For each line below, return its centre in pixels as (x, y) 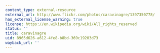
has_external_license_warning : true (44, 19)
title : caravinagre (26, 33)
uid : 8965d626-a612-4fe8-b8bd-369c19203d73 (52, 38)
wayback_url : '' (22, 43)
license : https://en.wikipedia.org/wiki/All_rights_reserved (71, 24)
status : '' (17, 29)
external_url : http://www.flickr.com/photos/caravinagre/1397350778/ (80, 15)
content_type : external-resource (41, 10)
